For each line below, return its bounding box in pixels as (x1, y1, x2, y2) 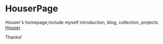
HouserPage (5, 3, 59, 14)
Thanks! (5, 34, 22, 40)
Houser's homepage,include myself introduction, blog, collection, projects (5, 19, 158, 25)
